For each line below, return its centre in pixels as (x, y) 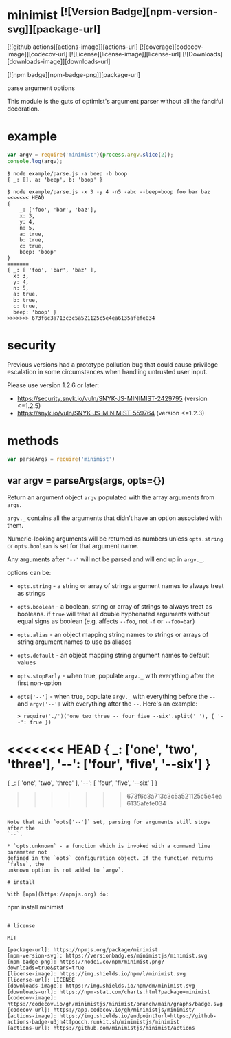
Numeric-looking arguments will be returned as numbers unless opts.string (115, 539)
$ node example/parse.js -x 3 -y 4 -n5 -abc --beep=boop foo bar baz (109, 192)
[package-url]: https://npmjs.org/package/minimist (82, 950)
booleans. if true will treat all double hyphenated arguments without (113, 614)
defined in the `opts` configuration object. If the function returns (110, 858)
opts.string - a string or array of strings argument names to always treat (120, 585)
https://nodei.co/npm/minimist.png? (112, 962)
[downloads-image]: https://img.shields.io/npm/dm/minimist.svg (101, 986)
